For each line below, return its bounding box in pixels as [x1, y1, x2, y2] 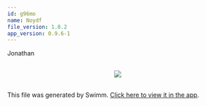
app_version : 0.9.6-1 [7, 29, 71, 37]
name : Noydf [7, 17, 42, 24]
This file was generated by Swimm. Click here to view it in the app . [7, 91, 200, 99]
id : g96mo [7, 10, 36, 18]
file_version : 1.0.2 [7, 23, 68, 30]
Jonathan [7, 49, 35, 58]
